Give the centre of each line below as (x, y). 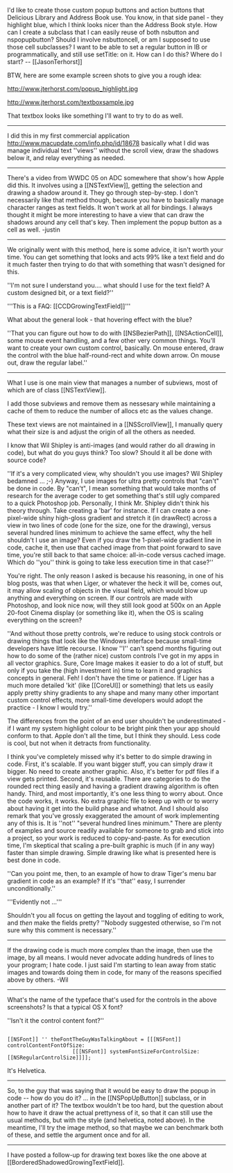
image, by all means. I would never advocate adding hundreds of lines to (111, 957)
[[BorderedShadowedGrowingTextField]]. (66, 1162)
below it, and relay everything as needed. (66, 158)
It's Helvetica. (27, 1070)
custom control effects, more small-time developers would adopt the (105, 700)
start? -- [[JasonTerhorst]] (45, 62)
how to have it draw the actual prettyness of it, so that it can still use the (110, 1113)
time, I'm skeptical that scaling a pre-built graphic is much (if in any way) (111, 845)
